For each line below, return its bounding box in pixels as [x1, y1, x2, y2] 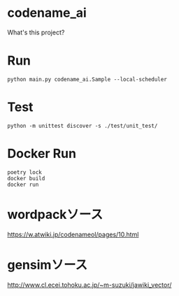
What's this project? [7, 28, 65, 36]
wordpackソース [7, 206, 103, 222]
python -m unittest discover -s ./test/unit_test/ [7, 122, 158, 129]
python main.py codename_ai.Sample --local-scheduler [7, 76, 168, 83]
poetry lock [7, 168, 42, 176]
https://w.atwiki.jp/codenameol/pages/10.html [7, 230, 139, 238]
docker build [7, 175, 45, 182]
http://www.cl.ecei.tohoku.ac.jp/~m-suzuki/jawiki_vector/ [7, 281, 172, 289]
